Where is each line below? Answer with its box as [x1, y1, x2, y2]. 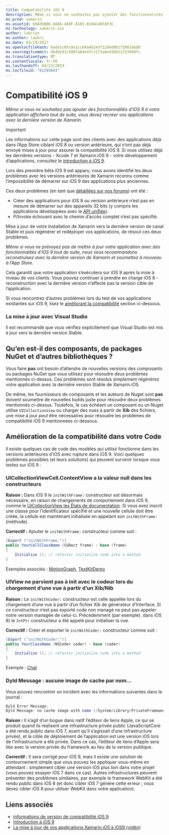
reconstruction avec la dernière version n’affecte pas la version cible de [6, 280, 153, 286]
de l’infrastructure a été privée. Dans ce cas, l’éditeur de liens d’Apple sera [6, 739, 159, 745]
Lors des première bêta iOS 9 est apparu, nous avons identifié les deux [6, 167, 152, 173]
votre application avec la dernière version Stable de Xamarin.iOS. [6, 382, 140, 388]
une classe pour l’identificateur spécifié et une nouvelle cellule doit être [6, 508, 153, 514]
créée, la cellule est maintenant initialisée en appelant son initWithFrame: [6, 513, 157, 520]
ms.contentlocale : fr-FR [6, 59, 58, 64]
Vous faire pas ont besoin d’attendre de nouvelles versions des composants [6, 366, 162, 372]
